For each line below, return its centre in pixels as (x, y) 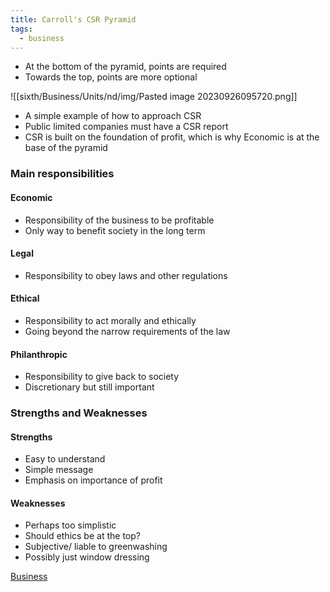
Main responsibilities (62, 174)
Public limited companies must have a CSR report (126, 127)
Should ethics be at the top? (82, 536)
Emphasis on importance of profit (93, 480)
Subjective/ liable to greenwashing (96, 547)
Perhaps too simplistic (70, 525)
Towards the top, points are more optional (111, 77)
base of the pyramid (66, 148)
